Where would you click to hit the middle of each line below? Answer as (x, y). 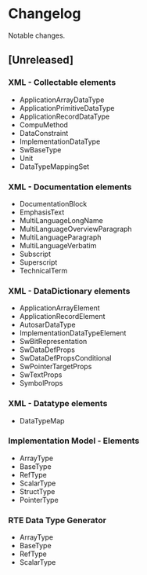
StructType (37, 491)
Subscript (35, 254)
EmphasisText (42, 212)
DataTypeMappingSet (54, 167)
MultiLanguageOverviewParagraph (75, 229)
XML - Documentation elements (70, 187)
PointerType (39, 500)
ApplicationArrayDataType (62, 100)
